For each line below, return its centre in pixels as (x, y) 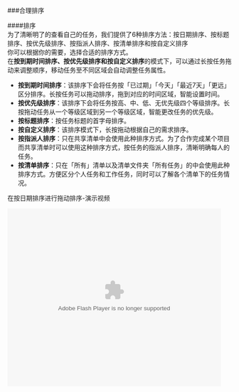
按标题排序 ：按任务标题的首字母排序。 (74, 121)
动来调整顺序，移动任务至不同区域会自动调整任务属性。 (88, 70)
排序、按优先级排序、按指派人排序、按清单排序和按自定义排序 (98, 43)
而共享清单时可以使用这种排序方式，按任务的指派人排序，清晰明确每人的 (123, 147)
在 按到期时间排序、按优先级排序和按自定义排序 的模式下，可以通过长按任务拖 (119, 61)
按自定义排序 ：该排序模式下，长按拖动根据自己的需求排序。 (105, 129)
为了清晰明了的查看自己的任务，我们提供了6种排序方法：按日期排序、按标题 (118, 35)
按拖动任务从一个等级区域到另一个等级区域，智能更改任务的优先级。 (117, 112)
